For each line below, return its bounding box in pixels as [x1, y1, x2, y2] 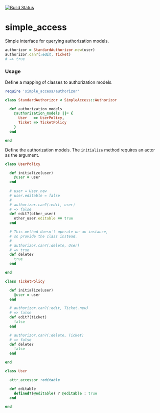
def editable [9, 386, 36, 391]
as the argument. [5, 152, 40, 158]
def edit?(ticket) [9, 315, 47, 320]
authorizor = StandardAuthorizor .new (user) [5, 47, 95, 52]
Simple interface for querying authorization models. [5, 38, 109, 44]
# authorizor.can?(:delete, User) [9, 243, 80, 248]
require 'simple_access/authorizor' [5, 89, 80, 94]
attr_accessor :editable [9, 377, 60, 382]
